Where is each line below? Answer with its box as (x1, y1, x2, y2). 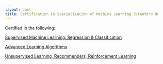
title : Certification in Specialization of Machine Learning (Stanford (5, 12, 153, 16)
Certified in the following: (5, 25, 56, 31)
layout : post (5, 7, 32, 12)
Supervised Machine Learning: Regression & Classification (5, 34, 122, 40)
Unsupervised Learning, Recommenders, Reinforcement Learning (5, 53, 136, 59)
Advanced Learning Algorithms (5, 44, 67, 49)
